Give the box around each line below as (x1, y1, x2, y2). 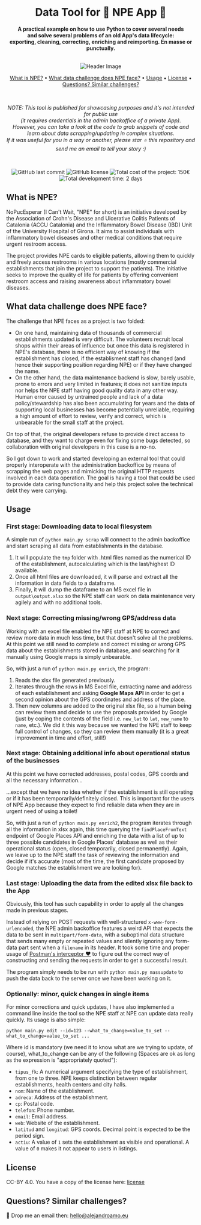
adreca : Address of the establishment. (14, 1094, 109, 1101)
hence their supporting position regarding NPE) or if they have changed (14, 361, 192, 368)
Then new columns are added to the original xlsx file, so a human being (14, 702, 192, 709)
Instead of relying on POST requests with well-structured (6, 918, 147, 926)
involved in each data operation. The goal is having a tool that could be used (6, 474, 195, 481)
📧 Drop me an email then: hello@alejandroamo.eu (6, 1212, 129, 1219)
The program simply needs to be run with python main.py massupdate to (6, 968, 184, 976)
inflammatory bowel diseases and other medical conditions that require (6, 234, 182, 241)
